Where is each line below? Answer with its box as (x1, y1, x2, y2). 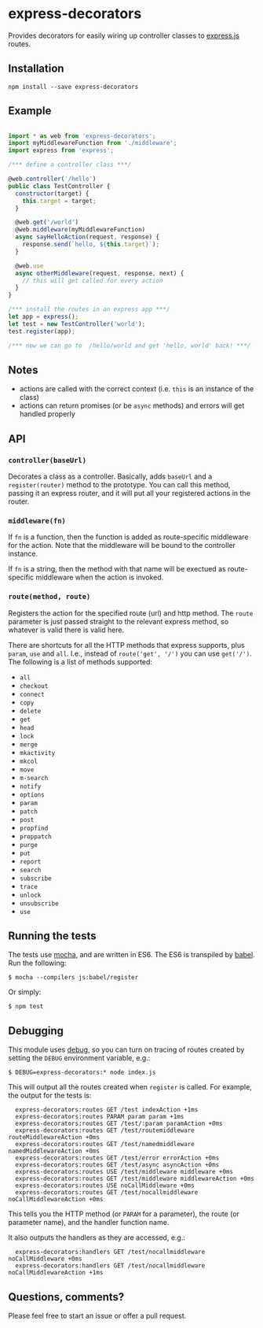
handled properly (19, 409, 76, 419)
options (19, 790, 45, 799)
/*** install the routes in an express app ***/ (8, 305, 170, 313)
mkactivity (19, 749, 56, 756)
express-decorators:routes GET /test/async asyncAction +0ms (15, 1161, 220, 1169)
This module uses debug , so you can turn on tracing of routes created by (8, 1045, 245, 1055)
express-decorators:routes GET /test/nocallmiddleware (15, 1189, 199, 1197)
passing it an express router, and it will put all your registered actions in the (8, 489, 251, 498)
